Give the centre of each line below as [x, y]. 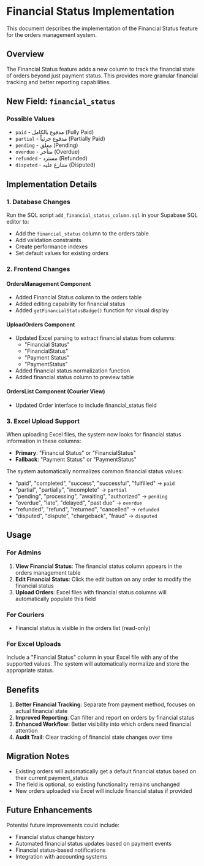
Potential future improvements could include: [63, 825]
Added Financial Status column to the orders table [78, 297]
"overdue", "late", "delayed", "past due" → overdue [79, 503]
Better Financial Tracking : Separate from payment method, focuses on [105, 704]
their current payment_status [52, 777]
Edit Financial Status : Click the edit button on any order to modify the [103, 579]
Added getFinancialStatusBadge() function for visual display [92, 310]
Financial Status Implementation [90, 11]
